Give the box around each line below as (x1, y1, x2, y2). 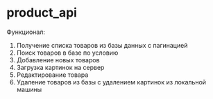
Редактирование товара (16, 71, 89, 79)
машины (16, 85, 42, 93)
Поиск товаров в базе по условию (16, 48, 119, 57)
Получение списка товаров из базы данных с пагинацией (16, 41, 188, 49)
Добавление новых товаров (16, 55, 100, 64)
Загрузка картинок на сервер (16, 63, 105, 71)
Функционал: (6, 28, 46, 36)
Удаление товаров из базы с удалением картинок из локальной (16, 78, 206, 86)
